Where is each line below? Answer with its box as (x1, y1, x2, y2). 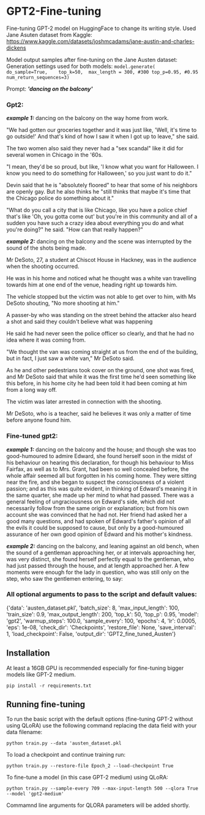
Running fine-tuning (6, 699, 86, 710)
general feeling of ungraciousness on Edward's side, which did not (6, 498, 175, 505)
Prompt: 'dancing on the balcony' (6, 85, 93, 93)
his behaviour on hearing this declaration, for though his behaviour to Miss (6, 459, 194, 466)
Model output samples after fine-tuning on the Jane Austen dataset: (6, 56, 177, 63)
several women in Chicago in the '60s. (6, 151, 103, 159)
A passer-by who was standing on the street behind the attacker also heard (6, 312, 197, 319)
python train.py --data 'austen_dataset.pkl (6, 740, 122, 746)
